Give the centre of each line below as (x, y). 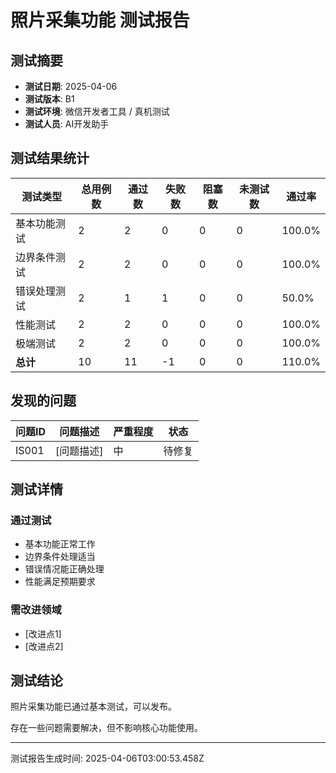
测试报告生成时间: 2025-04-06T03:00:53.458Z (107, 758)
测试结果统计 (50, 158)
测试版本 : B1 (49, 99)
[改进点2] (44, 646)
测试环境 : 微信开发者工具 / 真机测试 (97, 111)
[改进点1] (43, 633)
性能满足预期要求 (60, 582)
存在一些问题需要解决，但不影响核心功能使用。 (106, 728)
